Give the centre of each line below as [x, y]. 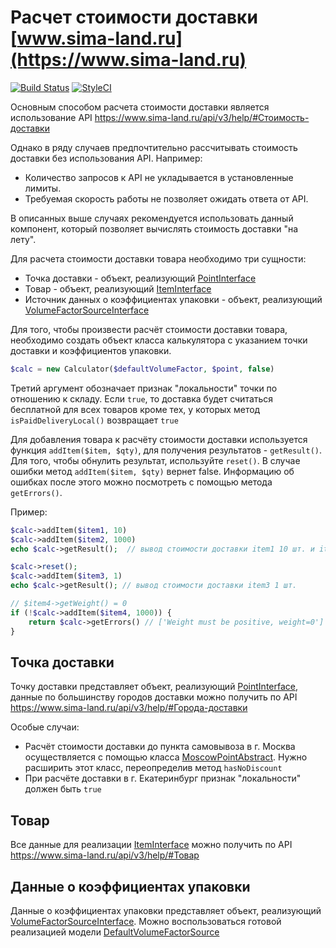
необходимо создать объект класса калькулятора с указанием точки [159, 340]
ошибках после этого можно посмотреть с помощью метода [141, 482]
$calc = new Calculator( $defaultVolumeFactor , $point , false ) [142, 369]
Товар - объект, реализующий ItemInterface [118, 288]
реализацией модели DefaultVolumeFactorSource [115, 932]
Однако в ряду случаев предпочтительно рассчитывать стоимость [154, 147]
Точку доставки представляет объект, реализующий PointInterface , [154, 687]
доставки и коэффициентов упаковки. [91, 350]
